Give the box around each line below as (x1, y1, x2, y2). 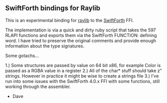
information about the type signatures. (5, 42, 84, 49)
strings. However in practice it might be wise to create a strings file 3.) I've (5, 72, 159, 79)
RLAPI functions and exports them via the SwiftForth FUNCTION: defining (5, 32, 157, 38)
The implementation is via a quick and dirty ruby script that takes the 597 (5, 27, 156, 33)
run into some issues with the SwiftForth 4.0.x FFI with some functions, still (5, 78, 160, 84)
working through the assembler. (5, 83, 71, 89)
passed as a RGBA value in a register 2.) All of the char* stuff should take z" (5, 67, 162, 73)
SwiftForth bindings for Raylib (5, 4, 101, 12)
